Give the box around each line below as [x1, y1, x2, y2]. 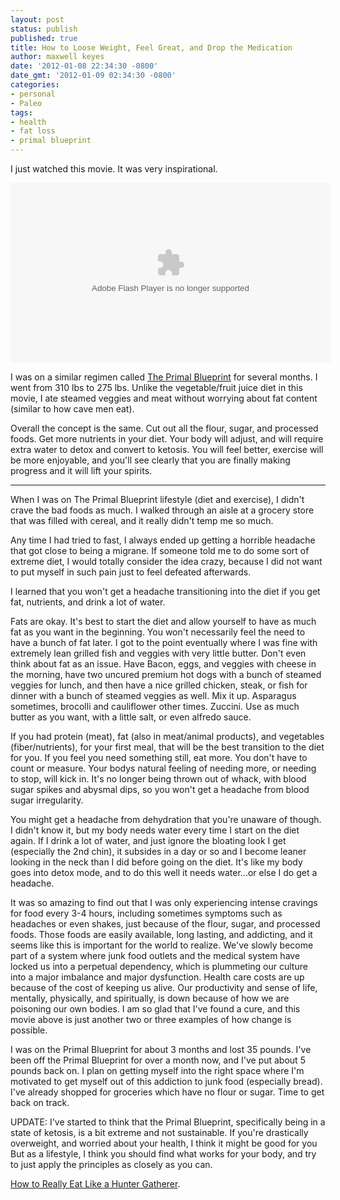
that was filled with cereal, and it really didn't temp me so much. [10, 515, 274, 526]
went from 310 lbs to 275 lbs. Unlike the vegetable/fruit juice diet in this [10, 382, 303, 393]
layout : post [10, 14, 65, 25]
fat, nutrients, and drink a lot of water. [10, 596, 166, 608]
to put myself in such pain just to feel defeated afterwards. [10, 566, 252, 578]
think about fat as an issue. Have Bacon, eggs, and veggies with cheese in [10, 658, 317, 670]
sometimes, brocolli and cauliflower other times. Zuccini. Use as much [10, 701, 300, 712]
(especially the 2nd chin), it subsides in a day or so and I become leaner [10, 846, 307, 857]
